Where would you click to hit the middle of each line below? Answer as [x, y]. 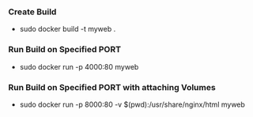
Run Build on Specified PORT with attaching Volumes [112, 87]
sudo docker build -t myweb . [68, 29]
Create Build [32, 12]
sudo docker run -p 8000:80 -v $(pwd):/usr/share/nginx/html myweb [132, 104]
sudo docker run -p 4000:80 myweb [79, 66]
